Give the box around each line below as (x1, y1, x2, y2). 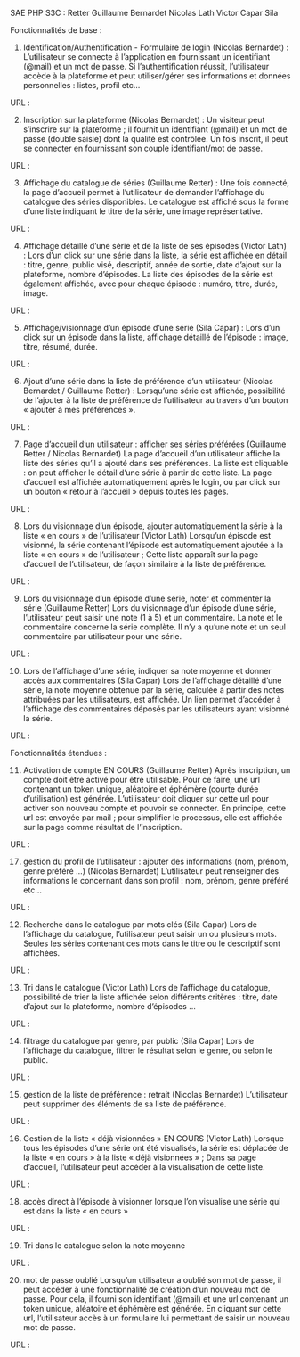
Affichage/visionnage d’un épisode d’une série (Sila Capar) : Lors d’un (22, 323, 280, 333)
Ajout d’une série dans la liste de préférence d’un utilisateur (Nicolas (22, 376, 274, 386)
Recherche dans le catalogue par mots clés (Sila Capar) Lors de (22, 919, 257, 930)
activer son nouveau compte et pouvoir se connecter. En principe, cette (22, 802, 287, 813)
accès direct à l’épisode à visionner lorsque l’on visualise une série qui (22, 1197, 281, 1206)
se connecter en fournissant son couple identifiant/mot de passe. (22, 143, 264, 153)
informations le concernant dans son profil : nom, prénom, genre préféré (22, 876, 289, 885)
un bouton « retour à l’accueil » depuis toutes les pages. (22, 486, 230, 497)
